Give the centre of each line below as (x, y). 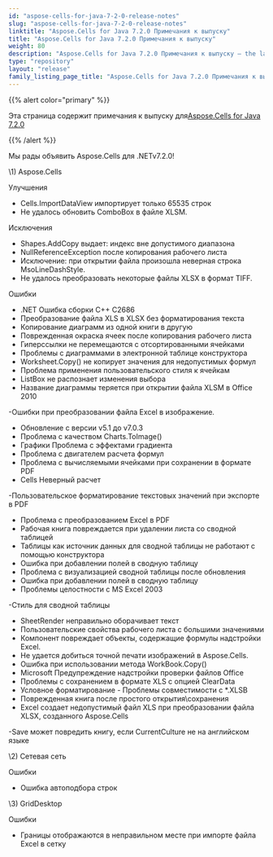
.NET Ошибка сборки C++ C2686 (78, 310)
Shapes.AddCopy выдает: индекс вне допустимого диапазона (128, 243)
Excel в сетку (43, 843)
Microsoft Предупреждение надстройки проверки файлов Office (132, 672)
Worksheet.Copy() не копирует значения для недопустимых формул (138, 361)
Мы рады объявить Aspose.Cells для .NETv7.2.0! (91, 156)
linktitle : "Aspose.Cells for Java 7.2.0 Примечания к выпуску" (119, 31)
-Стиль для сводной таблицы (59, 604)
